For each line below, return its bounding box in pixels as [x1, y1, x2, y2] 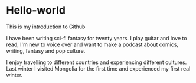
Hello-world [6, 4, 66, 17]
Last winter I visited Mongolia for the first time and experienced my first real [6, 65, 191, 72]
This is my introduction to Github [6, 23, 86, 30]
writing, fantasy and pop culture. [6, 47, 86, 54]
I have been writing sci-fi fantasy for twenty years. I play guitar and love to [6, 34, 187, 41]
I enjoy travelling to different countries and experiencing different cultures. [6, 59, 187, 66]
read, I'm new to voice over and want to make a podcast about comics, [6, 41, 179, 48]
